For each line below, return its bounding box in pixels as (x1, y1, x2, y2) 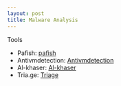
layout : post (7, 10, 45, 17)
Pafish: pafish (16, 49, 56, 57)
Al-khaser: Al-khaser (16, 63, 77, 72)
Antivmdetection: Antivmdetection (16, 56, 114, 64)
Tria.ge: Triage (16, 70, 59, 79)
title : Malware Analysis (7, 17, 78, 23)
